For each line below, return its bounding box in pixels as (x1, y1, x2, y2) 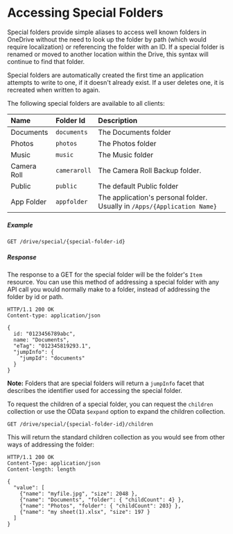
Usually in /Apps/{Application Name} (98, 201, 217, 211)
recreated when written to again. (7, 86, 101, 94)
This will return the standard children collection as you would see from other (7, 432, 225, 441)
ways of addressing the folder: (7, 440, 95, 448)
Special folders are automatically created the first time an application (7, 71, 204, 79)
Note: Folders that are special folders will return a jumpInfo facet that (7, 379, 205, 387)
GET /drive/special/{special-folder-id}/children (7, 421, 154, 428)
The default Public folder (98, 181, 179, 191)
